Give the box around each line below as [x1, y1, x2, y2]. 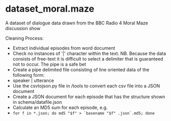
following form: [12, 72, 45, 78]
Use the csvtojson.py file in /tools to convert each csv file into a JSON [12, 82, 160, 89]
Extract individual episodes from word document [12, 45, 115, 51]
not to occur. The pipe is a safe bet [12, 61, 86, 67]
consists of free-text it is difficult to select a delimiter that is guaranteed [12, 55, 163, 62]
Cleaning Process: [5, 35, 44, 41]
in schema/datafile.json [12, 99, 62, 105]
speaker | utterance [12, 77, 55, 83]
